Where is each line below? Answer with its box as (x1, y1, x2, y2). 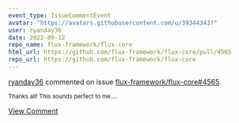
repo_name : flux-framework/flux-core (8, 41, 133, 49)
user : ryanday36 (8, 26, 62, 34)
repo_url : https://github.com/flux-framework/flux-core (8, 56, 196, 64)
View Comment (8, 106, 59, 115)
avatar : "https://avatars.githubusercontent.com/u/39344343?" (8, 19, 218, 27)
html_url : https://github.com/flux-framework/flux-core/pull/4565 (8, 48, 232, 56)
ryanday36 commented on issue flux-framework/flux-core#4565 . (8, 76, 222, 87)
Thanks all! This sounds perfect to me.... (8, 92, 118, 100)
